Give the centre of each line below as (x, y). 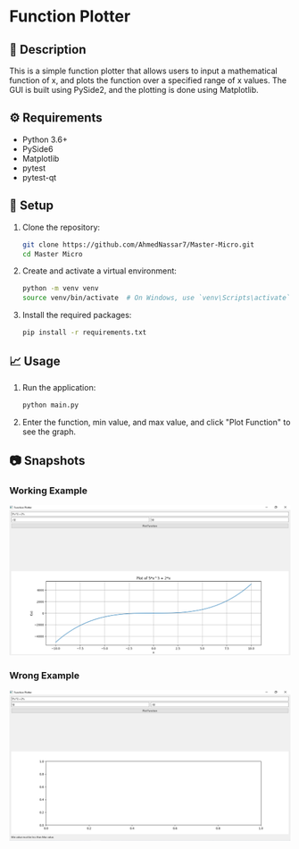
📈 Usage (35, 361)
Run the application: (59, 387)
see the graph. (49, 432)
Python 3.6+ (45, 139)
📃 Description (48, 50)
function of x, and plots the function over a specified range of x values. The (148, 80)
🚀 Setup (32, 206)
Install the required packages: (77, 315)
